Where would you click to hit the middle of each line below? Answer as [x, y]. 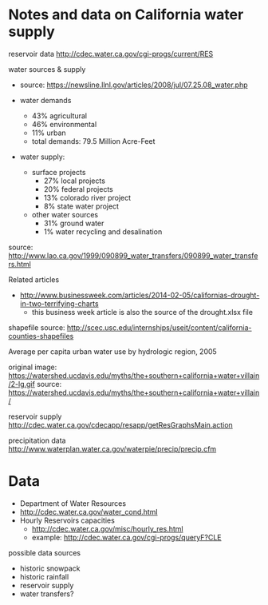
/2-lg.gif [22, 384]
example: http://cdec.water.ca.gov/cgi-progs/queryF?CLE [126, 537]
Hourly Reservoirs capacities [67, 520]
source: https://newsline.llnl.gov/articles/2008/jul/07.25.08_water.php [134, 85]
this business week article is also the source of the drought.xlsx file [142, 312]
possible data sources [45, 552]
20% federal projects [78, 189]
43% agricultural [59, 115]
